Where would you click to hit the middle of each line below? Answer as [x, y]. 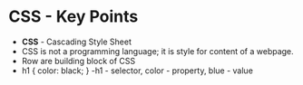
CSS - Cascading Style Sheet [77, 42]
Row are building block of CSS [78, 61]
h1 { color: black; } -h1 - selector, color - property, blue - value [137, 71]
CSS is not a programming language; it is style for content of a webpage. [157, 51]
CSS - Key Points [73, 17]
